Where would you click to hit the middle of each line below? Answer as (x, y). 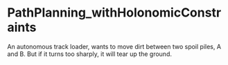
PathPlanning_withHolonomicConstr (114, 13)
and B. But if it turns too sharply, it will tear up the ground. (89, 54)
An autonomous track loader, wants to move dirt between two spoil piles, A (114, 46)
